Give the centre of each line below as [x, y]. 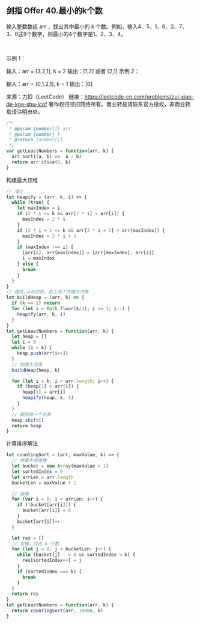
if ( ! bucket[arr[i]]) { [47, 505]
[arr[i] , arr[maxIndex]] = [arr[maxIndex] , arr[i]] [88, 253]
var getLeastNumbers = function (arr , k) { [60, 151]
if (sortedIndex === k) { [50, 572]
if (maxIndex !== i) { [45, 247]
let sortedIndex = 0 [37, 471]
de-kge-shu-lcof [27, 104]
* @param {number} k [35, 134]
